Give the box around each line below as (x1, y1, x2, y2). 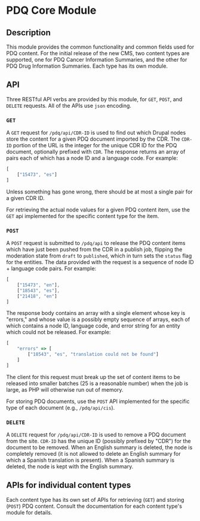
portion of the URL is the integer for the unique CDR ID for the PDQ (13, 142, 177, 149)
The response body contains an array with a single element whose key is (6, 310, 186, 317)
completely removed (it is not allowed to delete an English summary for (6, 450, 181, 458)
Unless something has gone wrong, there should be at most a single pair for (6, 188, 193, 195)
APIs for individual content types (6, 480, 131, 490)
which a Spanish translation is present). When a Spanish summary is (6, 456, 175, 464)
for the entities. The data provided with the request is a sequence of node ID (6, 259, 194, 266)
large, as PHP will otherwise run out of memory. (6, 386, 124, 393)
